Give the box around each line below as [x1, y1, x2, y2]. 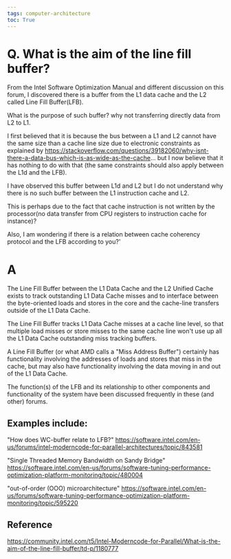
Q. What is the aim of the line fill [7, 46, 192, 62]
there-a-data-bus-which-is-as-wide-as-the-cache [7, 154, 151, 162]
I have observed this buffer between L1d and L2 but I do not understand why [7, 182, 223, 190]
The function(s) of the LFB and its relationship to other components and [7, 383, 210, 391]
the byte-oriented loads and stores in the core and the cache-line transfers [7, 299, 219, 307]
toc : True [7, 17, 36, 23]
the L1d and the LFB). [7, 168, 67, 177]
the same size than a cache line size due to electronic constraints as [7, 139, 201, 148]
